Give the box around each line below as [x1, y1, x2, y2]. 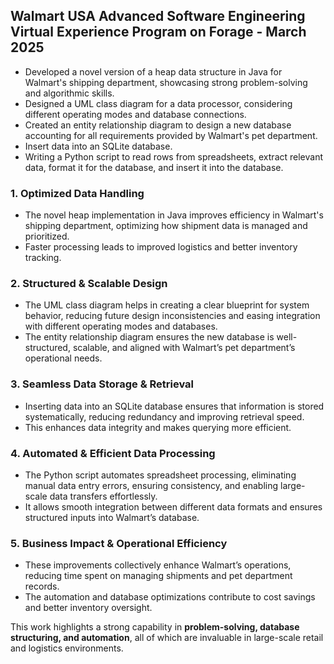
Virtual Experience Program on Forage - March [10, 24, 307, 41]
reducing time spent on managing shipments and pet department [24, 570, 293, 582]
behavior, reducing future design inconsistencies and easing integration [24, 310, 321, 322]
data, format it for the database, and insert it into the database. [24, 161, 284, 173]
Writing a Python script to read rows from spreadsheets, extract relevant [24, 150, 324, 163]
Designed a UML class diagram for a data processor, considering [24, 97, 293, 109]
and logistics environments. [10, 642, 124, 654]
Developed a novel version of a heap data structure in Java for [24, 65, 283, 78]
